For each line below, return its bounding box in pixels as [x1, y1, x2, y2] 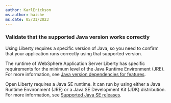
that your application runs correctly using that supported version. [5, 50, 142, 56]
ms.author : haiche [5, 12, 44, 17]
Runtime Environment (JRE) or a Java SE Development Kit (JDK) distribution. [5, 86, 166, 92]
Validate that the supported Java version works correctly [5, 33, 150, 41]
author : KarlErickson [5, 7, 52, 13]
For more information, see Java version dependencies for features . [5, 71, 146, 77]
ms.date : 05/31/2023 [5, 17, 50, 22]
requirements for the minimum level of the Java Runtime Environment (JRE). [5, 65, 165, 72]
